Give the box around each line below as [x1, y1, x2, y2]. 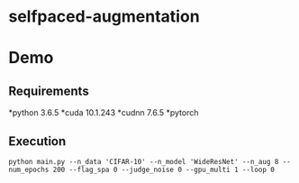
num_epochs [8, 165, 50, 174]
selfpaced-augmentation [8, 6, 200, 27]
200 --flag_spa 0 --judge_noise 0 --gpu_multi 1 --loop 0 [52, 165, 276, 174]
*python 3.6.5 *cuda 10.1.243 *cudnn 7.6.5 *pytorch [8, 107, 199, 118]
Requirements [8, 83, 89, 98]
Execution [8, 133, 67, 149]
